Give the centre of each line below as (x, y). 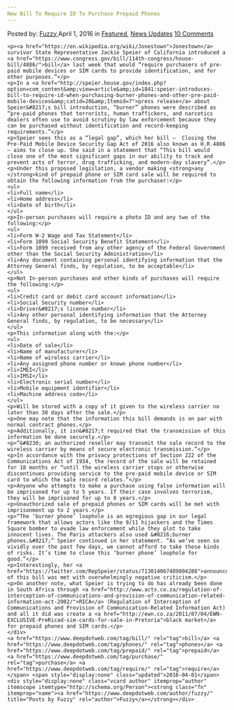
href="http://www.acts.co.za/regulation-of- (157, 589)
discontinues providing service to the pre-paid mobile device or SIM (112, 474)
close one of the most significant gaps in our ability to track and (110, 156)
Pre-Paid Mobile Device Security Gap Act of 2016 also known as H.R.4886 (117, 144)
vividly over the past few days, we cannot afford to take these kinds (113, 547)
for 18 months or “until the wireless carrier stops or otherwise (106, 467)
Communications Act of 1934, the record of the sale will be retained (112, 461)
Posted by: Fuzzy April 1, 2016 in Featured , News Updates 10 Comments (110, 33)
